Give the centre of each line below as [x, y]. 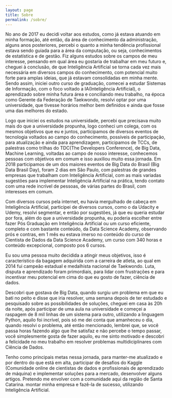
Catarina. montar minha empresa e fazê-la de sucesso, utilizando [74, 385]
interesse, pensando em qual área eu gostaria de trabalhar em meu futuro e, [86, 62]
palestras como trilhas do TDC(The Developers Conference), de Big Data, [83, 148]
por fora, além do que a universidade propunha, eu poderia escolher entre [84, 218]
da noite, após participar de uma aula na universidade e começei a [76, 309]
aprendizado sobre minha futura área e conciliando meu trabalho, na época [85, 94]
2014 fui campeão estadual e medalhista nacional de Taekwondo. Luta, [80, 266]
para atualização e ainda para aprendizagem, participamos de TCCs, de [81, 142]
